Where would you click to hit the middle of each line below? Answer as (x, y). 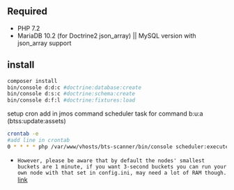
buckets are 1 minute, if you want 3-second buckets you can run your (122, 166)
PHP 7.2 (29, 28)
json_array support (44, 43)
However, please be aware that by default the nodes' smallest (111, 160)
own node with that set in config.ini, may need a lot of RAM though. (122, 173)
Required (27, 11)
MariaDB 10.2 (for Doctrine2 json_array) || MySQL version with (107, 35)
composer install (32, 81)
